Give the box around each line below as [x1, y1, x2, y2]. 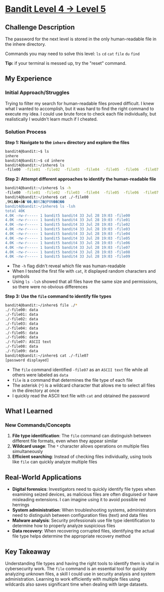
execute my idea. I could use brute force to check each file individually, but [5, 111, 157, 116]
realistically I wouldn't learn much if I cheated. [5, 116, 98, 122]
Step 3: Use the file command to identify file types [5, 293, 112, 299]
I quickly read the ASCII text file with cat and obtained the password [12, 393, 150, 398]
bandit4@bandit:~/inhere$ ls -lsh [5, 204, 76, 209]
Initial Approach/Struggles [5, 89, 70, 96]
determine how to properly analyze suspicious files [12, 523, 116, 529]
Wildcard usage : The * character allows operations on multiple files [12, 443, 149, 449]
